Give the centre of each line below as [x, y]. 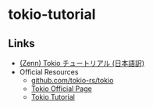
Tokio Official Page [61, 89]
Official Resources [49, 72]
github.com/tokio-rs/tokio [72, 80]
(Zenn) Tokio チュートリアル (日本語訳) [82, 63]
